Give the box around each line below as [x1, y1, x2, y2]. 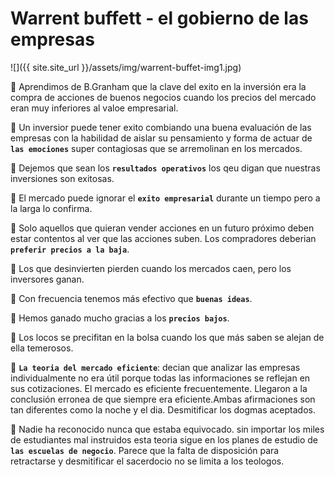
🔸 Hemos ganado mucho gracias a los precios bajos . [10, 312, 230, 324]
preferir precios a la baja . [10, 243, 130, 255]
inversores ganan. [10, 273, 85, 285]
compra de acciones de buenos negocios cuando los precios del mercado [10, 91, 317, 103]
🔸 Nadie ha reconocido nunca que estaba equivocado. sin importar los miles [10, 423, 325, 435]
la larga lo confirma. [10, 202, 93, 214]
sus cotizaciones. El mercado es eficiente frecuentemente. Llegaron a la [10, 382, 308, 394]
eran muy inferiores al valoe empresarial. [10, 102, 179, 114]
